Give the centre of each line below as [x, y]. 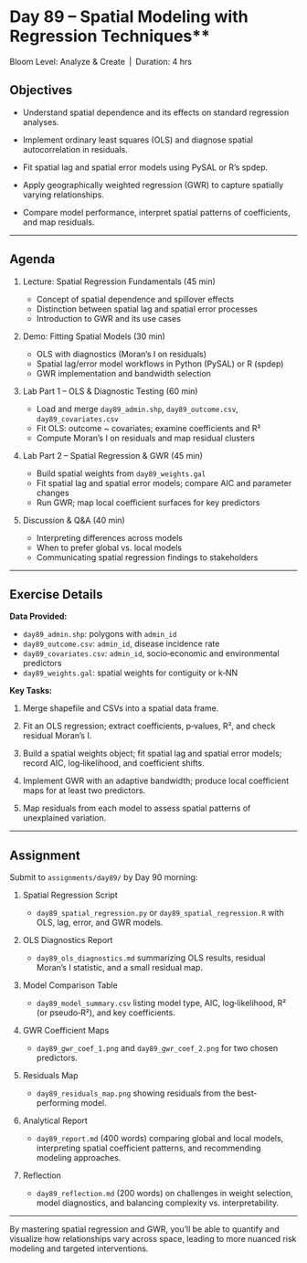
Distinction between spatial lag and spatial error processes [147, 309]
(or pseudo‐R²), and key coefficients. [106, 1013]
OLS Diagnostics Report [68, 940]
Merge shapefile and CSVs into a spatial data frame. [121, 708]
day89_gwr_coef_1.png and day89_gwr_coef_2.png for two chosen [157, 1048]
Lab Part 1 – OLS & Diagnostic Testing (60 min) [110, 391]
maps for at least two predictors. [84, 791]
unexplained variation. [64, 818]
